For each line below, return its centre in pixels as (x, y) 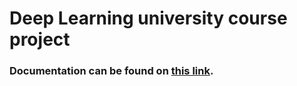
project (40, 39)
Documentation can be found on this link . (111, 71)
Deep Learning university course (148, 18)
